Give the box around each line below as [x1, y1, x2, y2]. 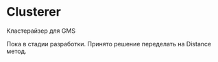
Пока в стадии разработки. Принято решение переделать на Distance [6, 40, 212, 48]
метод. [6, 47, 27, 55]
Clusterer [6, 4, 61, 20]
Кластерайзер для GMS [6, 27, 76, 35]
